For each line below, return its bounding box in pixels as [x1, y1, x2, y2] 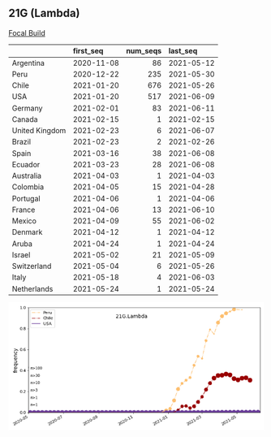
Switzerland [11, 262, 52, 271]
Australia [11, 171, 42, 181]
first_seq [72, 46, 104, 56]
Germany [11, 103, 43, 113]
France [11, 205, 36, 214]
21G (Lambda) [8, 6, 80, 20]
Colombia [11, 182, 45, 192]
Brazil [11, 137, 31, 147]
